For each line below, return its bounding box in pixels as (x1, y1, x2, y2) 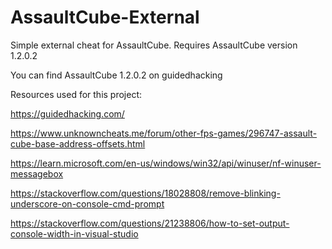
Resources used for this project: (10, 88, 143, 100)
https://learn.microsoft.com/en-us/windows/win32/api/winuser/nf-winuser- (10, 157, 322, 169)
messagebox (10, 167, 64, 180)
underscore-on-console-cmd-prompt (10, 197, 165, 210)
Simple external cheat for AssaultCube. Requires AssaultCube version (10, 39, 298, 51)
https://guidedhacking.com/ (10, 107, 125, 120)
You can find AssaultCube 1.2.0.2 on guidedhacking (10, 69, 223, 81)
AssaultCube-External (10, 6, 200, 29)
